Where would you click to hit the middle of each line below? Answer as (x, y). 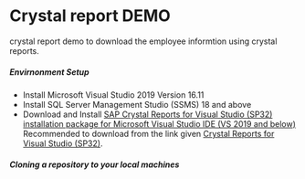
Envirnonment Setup (49, 72)
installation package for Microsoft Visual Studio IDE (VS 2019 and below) (159, 123)
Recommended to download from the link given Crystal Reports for (148, 133)
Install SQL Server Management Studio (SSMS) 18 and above (137, 104)
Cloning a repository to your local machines (95, 164)
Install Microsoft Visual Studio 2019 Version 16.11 (113, 95)
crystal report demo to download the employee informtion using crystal (143, 41)
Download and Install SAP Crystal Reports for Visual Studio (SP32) (147, 114)
